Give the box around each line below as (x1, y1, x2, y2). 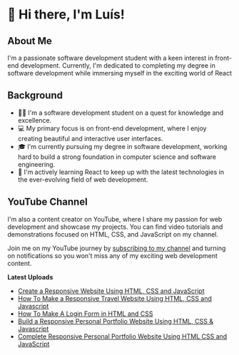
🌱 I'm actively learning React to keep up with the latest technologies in (17, 168, 225, 176)
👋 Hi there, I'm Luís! (7, 6, 125, 23)
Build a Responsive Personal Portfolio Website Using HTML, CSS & (17, 317, 214, 325)
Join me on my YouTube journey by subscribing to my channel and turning (7, 244, 226, 252)
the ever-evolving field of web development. (17, 175, 148, 184)
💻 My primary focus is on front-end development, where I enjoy (17, 124, 207, 133)
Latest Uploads (7, 272, 54, 281)
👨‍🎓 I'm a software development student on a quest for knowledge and (17, 108, 224, 117)
